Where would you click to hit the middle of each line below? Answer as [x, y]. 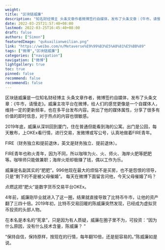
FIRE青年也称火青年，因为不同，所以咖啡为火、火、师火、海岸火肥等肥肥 [79, 154]
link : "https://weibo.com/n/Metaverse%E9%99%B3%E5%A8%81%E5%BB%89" [76, 46]
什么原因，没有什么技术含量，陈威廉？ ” [45, 226]
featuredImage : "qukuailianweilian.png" [47, 42]
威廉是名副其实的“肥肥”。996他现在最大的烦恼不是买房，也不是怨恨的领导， [82, 170]
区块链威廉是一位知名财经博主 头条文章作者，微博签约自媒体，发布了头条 [79, 97]
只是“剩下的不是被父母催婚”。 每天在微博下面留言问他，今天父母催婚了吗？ [81, 176]
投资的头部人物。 [27, 209]
